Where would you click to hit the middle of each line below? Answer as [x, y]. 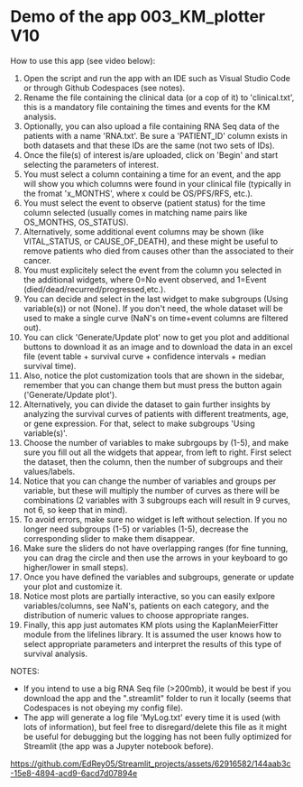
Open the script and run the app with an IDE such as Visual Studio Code [157, 78]
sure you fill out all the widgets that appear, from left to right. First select [157, 452]
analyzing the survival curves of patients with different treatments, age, [156, 413]
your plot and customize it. [73, 586]
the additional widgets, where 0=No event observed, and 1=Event [145, 279]
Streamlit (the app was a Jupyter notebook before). [119, 745]
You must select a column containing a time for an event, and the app [152, 174]
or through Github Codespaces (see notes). [104, 88]
